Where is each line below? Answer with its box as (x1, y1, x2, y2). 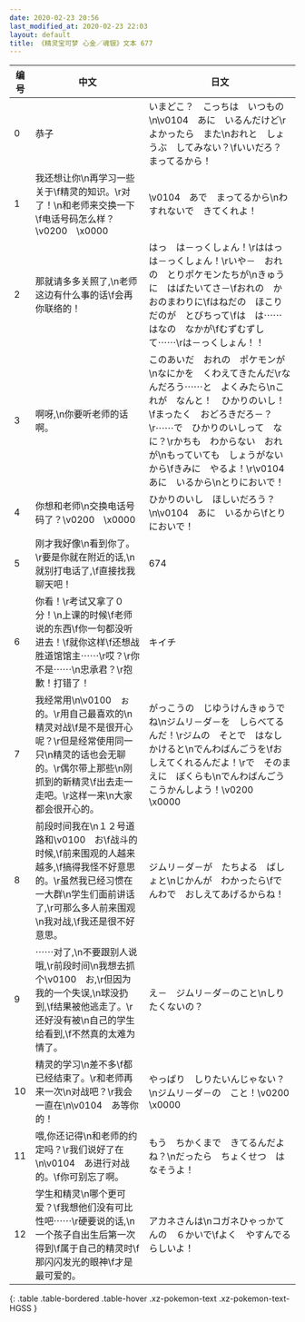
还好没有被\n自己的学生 (34, 1014, 135, 1027)
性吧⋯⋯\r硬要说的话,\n (34, 1215, 135, 1228)
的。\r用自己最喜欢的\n (34, 707, 133, 720)
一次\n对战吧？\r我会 (44, 1086, 133, 1099)
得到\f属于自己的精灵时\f (34, 1242, 140, 1255)
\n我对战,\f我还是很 (34, 915, 117, 928)
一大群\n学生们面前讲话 (34, 888, 135, 901)
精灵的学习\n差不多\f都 (34, 1059, 133, 1071)
